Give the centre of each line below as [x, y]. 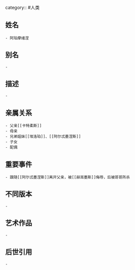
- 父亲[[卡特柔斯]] [24, 126]
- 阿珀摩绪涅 [17, 38]
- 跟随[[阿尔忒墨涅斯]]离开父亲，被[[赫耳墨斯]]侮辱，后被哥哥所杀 [68, 177]
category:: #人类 [22, 7]
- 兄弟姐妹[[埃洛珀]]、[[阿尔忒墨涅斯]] [43, 137]
